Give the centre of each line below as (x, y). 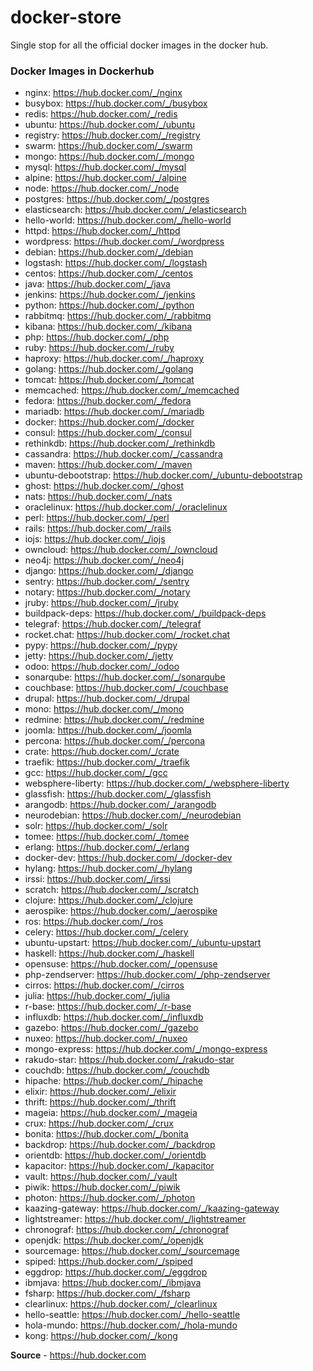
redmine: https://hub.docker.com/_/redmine (114, 720)
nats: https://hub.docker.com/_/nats (98, 497)
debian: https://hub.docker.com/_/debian (109, 252)
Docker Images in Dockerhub (82, 71)
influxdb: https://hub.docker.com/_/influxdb (114, 1017)
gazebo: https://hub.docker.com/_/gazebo (111, 1028)
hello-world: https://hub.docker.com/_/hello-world (128, 220)
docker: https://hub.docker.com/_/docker (109, 422)
